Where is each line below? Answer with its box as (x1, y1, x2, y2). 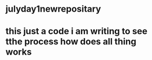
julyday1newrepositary (5, 3, 101, 15)
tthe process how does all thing (5, 36, 137, 47)
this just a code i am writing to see (5, 26, 148, 37)
